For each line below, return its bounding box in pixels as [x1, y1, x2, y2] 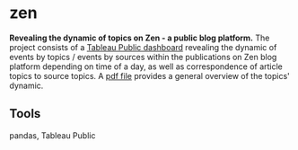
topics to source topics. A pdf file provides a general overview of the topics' [9, 70, 290, 81]
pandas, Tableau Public [9, 129, 96, 141]
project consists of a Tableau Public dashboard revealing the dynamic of [9, 41, 277, 52]
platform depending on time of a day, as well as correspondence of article [9, 61, 283, 72]
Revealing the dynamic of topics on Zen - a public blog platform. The [9, 32, 270, 43]
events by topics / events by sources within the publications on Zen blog [9, 51, 277, 62]
